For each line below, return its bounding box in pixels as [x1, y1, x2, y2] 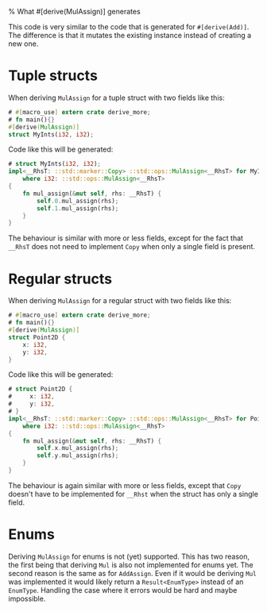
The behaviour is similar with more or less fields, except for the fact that [8, 233, 244, 243]
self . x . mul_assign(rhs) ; [37, 444, 119, 452]
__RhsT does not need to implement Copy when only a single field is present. [8, 242, 256, 252]
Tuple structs [8, 67, 98, 85]
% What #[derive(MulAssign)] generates [8, 7, 141, 16]
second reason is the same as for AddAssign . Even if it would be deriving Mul [8, 568, 257, 578]
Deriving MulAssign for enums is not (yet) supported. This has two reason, [8, 551, 250, 561]
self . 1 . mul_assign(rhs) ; [37, 204, 119, 213]
